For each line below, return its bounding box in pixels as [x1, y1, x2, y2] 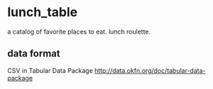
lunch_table [7, 4, 78, 20]
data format [7, 48, 60, 60]
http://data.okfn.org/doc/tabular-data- [94, 66, 206, 74]
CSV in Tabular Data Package [7, 66, 93, 74]
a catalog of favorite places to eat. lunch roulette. [7, 27, 151, 36]
